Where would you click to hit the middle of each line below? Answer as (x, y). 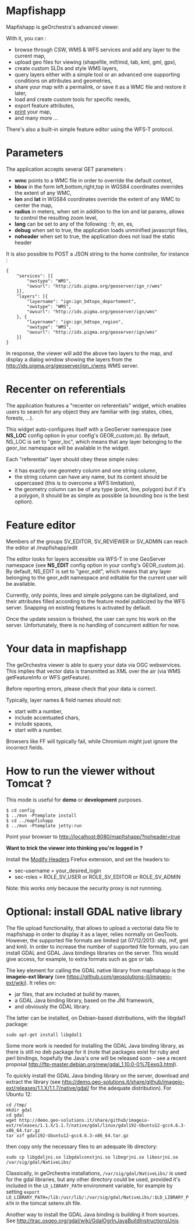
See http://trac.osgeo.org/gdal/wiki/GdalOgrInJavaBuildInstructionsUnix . (93, 1221)
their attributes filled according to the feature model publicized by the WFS (95, 601)
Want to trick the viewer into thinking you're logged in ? (75, 848)
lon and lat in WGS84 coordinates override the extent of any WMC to (97, 199)
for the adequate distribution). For (131, 1088)
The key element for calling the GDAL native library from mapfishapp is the (95, 970)
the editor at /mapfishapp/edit (42, 547)
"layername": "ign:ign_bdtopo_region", (75, 322)
